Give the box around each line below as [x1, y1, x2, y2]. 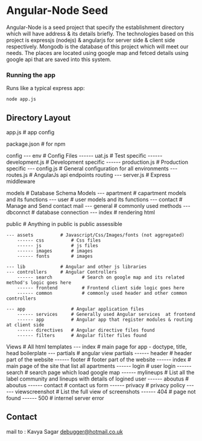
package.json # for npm [6, 140, 66, 148]
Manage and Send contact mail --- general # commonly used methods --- [6, 202, 191, 210]
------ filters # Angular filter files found [17, 333, 147, 339]
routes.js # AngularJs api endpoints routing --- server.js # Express [6, 172, 171, 179]
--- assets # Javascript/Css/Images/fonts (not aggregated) [6, 232, 185, 239]
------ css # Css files [17, 237, 101, 243]
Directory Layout [6, 112, 71, 123]
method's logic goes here [6, 280, 71, 286]
